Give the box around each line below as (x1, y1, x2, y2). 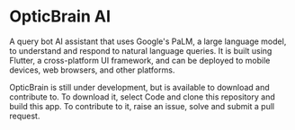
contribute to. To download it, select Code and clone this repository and (9, 91, 276, 102)
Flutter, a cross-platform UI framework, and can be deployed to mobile (9, 55, 271, 65)
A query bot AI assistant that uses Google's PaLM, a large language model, (9, 36, 287, 47)
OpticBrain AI (9, 6, 111, 27)
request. (9, 110, 40, 121)
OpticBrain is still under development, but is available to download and (9, 82, 270, 92)
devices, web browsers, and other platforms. (9, 65, 175, 75)
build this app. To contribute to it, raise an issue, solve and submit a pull (9, 100, 275, 111)
